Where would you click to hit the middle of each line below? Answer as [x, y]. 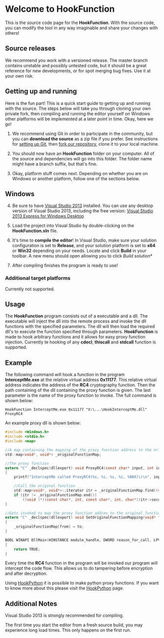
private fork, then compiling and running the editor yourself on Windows [78, 113]
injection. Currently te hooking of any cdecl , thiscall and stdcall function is [81, 342]
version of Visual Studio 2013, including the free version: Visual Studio [83, 211]
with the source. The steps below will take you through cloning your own [78, 108]
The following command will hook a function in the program [65, 375]
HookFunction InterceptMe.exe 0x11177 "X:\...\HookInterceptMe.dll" [76, 410]
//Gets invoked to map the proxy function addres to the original [74, 513]
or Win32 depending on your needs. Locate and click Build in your [79, 251]
